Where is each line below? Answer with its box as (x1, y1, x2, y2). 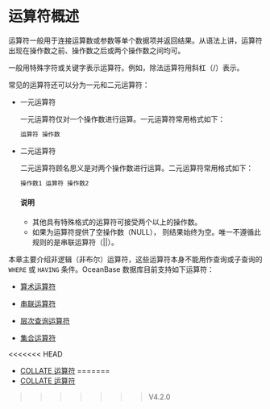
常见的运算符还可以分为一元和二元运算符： (8, 80, 150, 90)
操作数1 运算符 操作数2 (19, 179, 89, 187)
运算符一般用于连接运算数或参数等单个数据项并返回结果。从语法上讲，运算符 (8, 35, 263, 45)
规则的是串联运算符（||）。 (31, 237, 118, 247)
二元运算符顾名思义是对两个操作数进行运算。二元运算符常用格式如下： (19, 163, 254, 173)
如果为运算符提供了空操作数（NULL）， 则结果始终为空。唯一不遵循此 (31, 227, 262, 236)
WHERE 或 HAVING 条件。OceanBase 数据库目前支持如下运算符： (8, 264, 215, 274)
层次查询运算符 (19, 315, 70, 325)
